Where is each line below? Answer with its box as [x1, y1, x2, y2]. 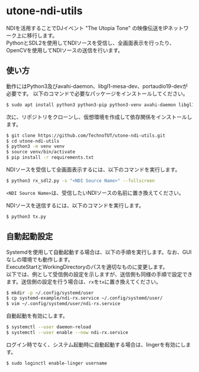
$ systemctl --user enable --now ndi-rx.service [6, 330, 129, 336]
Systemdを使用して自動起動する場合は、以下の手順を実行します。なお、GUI [6, 248, 192, 255]
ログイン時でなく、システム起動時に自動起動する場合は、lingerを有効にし [6, 341, 186, 348]
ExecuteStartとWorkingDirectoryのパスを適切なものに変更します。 [6, 263, 168, 270]
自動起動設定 [6, 232, 53, 242]
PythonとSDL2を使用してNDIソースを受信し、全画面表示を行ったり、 [6, 39, 175, 46]
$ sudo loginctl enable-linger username [6, 360, 108, 366]
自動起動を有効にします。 [6, 312, 68, 319]
